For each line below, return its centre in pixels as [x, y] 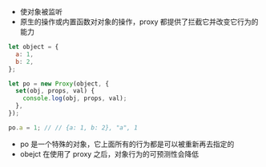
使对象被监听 [41, 12]
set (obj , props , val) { [55, 91]
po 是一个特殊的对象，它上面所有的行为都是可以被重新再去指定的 [127, 144]
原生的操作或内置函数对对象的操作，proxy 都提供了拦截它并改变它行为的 [139, 22]
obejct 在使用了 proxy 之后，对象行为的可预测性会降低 [109, 153]
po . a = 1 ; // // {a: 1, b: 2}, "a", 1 [73, 127]
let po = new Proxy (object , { [59, 83]
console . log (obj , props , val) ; [75, 98]
